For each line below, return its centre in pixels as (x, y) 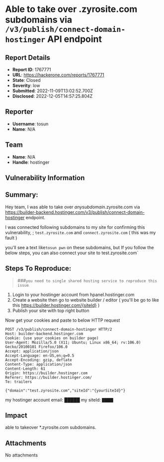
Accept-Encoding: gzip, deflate (39, 360)
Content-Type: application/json (39, 364)
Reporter (19, 112)
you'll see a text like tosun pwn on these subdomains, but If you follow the (80, 247)
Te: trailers (19, 382)
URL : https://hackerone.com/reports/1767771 (58, 75)
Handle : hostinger (31, 162)
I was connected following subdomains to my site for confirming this (75, 227)
